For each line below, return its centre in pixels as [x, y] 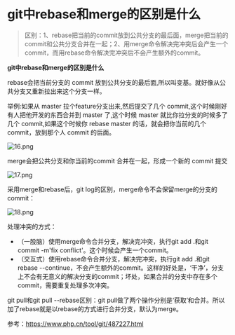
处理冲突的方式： [32, 226]
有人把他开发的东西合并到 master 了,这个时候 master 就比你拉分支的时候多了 [117, 115]
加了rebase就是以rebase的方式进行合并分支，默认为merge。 [95, 308]
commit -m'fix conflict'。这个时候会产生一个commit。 [95, 250]
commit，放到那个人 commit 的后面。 [61, 132]
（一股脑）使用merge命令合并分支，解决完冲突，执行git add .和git [113, 241]
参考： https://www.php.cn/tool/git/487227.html [75, 324]
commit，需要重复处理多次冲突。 [65, 285]
